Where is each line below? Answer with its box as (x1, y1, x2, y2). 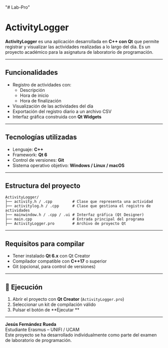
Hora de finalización (19, 97, 61, 103)
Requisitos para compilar (5, 240, 85, 248)
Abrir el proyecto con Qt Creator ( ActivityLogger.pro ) (12, 296, 124, 302)
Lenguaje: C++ (12, 146, 43, 152)
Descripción (19, 87, 45, 93)
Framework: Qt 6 (12, 152, 47, 158)
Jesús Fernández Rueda (5, 321, 56, 327)
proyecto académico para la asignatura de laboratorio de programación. (5, 49, 153, 55)
